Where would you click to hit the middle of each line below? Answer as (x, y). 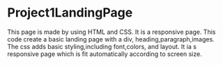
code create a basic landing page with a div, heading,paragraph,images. (111, 39)
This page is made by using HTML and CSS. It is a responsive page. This (111, 32)
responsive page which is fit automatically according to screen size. (105, 54)
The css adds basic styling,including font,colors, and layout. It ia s (102, 46)
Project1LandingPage (70, 13)
